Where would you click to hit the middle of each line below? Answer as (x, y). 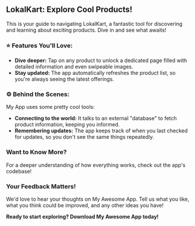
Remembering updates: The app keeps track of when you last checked (101, 131)
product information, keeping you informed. (67, 125)
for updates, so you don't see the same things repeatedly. (84, 137)
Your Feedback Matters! (41, 186)
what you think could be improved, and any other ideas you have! (85, 205)
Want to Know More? (37, 152)
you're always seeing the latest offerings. (64, 79)
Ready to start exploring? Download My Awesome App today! (83, 217)
